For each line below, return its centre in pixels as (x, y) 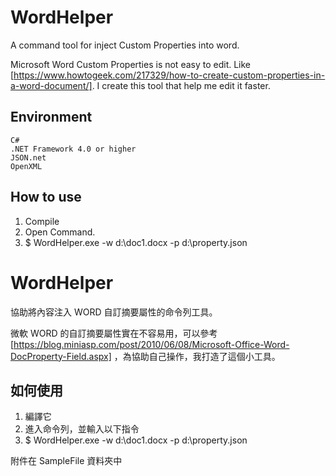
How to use (46, 197)
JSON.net (28, 157)
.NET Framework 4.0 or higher (73, 149)
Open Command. (60, 232)
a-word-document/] (51, 85)
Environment (51, 117)
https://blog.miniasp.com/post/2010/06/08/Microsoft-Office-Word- (151, 344)
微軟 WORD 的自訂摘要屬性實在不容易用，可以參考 (114, 333)
